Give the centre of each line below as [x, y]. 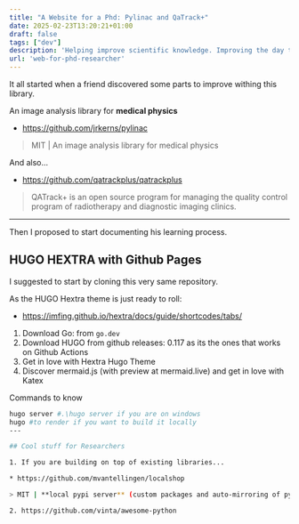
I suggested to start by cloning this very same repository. [114, 281]
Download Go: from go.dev [71, 333]
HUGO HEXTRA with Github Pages [105, 260]
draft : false [33, 34]
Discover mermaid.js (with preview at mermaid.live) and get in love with [153, 371]
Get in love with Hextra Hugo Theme [89, 361]
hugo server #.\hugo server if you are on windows [105, 414]
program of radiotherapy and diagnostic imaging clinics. [134, 206]
